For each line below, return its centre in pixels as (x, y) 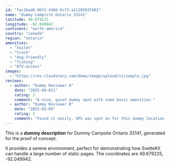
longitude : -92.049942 (29, 24)
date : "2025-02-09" (35, 109)
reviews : (14, 81)
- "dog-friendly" (28, 57)
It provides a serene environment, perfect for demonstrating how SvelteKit (83, 148)
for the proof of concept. (31, 138)
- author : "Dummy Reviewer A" (42, 85)
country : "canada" (25, 34)
